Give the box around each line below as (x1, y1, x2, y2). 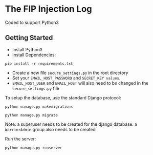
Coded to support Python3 (5, 19, 59, 25)
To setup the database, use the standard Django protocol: (5, 95, 121, 100)
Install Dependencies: (12, 52, 56, 58)
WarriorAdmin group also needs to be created (5, 126, 96, 132)
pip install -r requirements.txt (5, 61, 73, 66)
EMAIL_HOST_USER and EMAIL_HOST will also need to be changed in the (12, 80, 149, 86)
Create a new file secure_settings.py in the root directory (12, 70, 129, 76)
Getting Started (5, 34, 53, 42)
